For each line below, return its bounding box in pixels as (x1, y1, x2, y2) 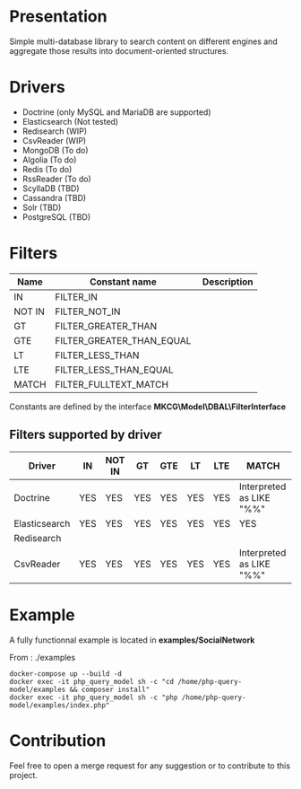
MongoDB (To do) (21, 145, 89, 155)
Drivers (9, 77, 65, 98)
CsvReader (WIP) (21, 135, 87, 145)
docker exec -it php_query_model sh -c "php (9, 693, 178, 702)
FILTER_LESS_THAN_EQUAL (55, 364, 175, 376)
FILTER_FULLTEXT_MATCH (55, 378, 168, 390)
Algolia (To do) (21, 154, 77, 165)
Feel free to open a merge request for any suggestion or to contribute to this (9, 760, 291, 771)
